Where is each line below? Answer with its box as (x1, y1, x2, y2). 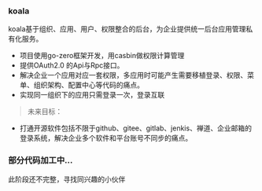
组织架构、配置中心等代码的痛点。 (33, 80, 144, 90)
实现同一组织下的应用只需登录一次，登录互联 (19, 90, 165, 100)
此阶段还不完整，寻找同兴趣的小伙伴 (8, 174, 126, 184)
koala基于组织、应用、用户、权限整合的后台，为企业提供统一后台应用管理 (8, 24, 246, 34)
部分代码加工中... (8, 155, 73, 166)
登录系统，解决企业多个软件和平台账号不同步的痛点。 (19, 134, 193, 143)
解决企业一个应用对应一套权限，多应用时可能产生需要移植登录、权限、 (19, 71, 248, 80)
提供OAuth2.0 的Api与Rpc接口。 (19, 61, 124, 70)
